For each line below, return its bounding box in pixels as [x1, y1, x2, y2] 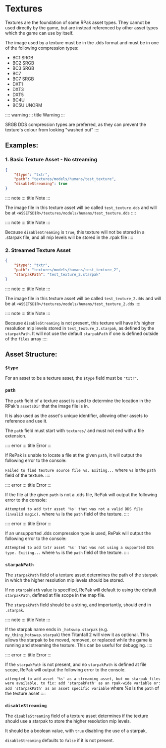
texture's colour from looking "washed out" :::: [5, 126, 100, 132]
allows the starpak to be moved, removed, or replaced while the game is [5, 637, 153, 642]
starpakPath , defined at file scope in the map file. [5, 592, 106, 598]
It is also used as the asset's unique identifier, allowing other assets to [5, 413, 148, 419]
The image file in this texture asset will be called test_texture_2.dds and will [5, 295, 162, 301]
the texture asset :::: [5, 690, 46, 696]
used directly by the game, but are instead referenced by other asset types [5, 24, 158, 30]
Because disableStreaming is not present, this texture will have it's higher [5, 320, 155, 326]
